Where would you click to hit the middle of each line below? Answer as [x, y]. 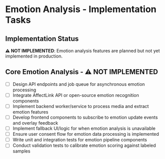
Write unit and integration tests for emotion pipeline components [80, 140]
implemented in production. [34, 56]
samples [21, 151]
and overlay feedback [35, 123]
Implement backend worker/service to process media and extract [81, 106]
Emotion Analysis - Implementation [81, 9]
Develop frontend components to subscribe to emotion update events [85, 117]
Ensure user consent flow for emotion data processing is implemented [86, 134]
